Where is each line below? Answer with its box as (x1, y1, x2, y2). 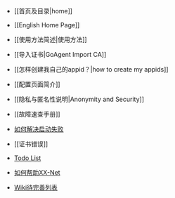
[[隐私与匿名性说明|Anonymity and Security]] (13, 95, 145, 103)
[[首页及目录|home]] (13, 7, 72, 15)
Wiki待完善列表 (13, 183, 58, 192)
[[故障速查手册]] (13, 110, 61, 118)
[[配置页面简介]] (13, 80, 61, 88)
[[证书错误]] (13, 140, 48, 148)
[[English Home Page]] (13, 21, 80, 29)
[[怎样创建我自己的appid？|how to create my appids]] (13, 65, 169, 73)
